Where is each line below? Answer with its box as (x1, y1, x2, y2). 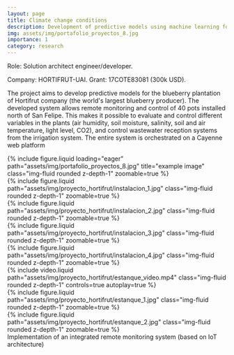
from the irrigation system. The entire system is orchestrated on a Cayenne (7, 133, 223, 142)
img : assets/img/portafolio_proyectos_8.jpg (7, 29, 139, 37)
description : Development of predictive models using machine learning (7, 23, 219, 30)
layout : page (7, 10, 45, 17)
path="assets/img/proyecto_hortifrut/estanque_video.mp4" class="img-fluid (7, 273, 226, 282)
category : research (7, 43, 64, 50)
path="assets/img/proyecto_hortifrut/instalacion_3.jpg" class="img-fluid (7, 229, 214, 237)
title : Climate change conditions (7, 17, 108, 24)
